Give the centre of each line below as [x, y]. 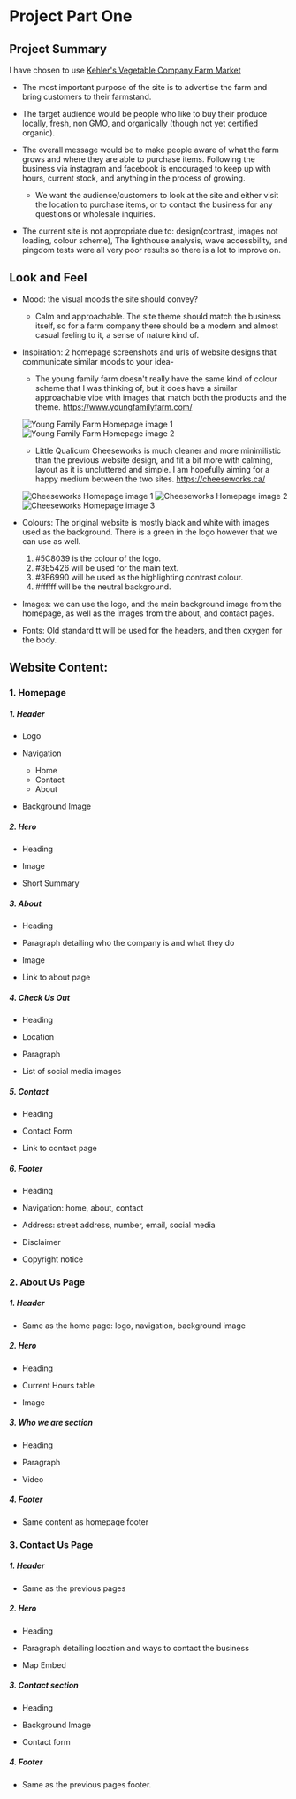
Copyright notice [53, 1259]
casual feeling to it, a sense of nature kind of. [117, 334]
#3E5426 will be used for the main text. [107, 567]
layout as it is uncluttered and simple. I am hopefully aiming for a [152, 469]
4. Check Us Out [40, 997]
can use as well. [51, 541]
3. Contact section [44, 1685]
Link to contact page [59, 1148]
